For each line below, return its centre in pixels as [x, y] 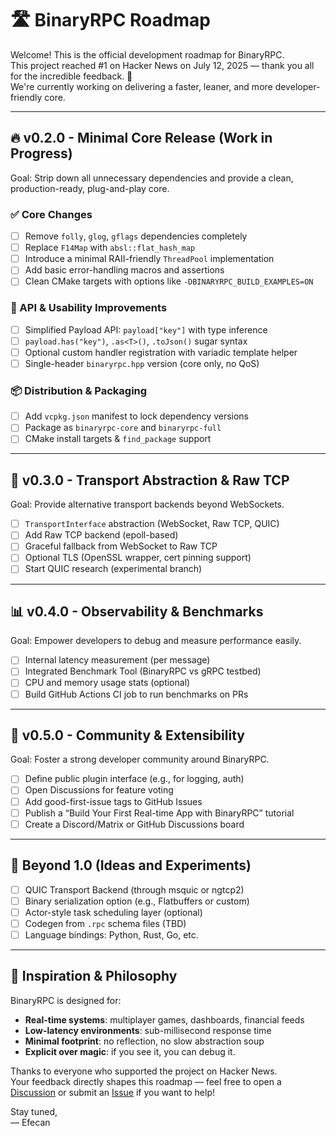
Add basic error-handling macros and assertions [124, 270]
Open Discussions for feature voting [99, 790]
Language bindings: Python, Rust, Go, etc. [111, 934]
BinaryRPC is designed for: [66, 1000]
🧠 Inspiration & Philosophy [94, 976]
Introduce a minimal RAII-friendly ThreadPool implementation [149, 259]
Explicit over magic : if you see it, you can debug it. [130, 1051]
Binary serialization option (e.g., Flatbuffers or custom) [137, 901]
